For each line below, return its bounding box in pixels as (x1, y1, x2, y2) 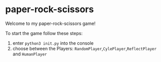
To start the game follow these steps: (5, 30, 83, 36)
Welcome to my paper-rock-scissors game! (5, 20, 96, 26)
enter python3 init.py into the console (12, 40, 94, 46)
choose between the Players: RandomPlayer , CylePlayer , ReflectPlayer (12, 45, 157, 51)
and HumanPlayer (12, 51, 47, 57)
